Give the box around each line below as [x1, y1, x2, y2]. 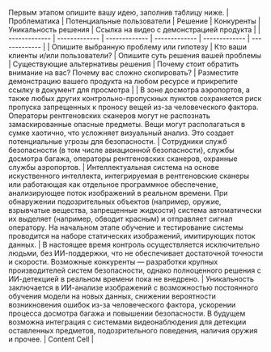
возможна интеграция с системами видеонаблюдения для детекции [8, 317, 247, 327]
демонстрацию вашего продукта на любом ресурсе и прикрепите [8, 77, 239, 86]
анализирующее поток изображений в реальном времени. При [8, 189, 228, 197]
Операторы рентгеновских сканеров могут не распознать [8, 111, 210, 121]
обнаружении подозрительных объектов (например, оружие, [8, 197, 222, 206]
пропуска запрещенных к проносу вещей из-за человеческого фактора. [8, 102, 259, 112]
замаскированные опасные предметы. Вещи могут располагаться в [8, 120, 245, 129]
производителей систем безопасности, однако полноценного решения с [8, 265, 261, 275]
